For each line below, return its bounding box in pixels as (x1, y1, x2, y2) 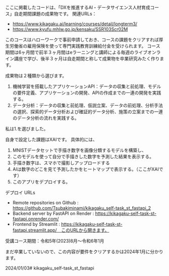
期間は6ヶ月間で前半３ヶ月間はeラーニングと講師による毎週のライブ (5, 50, 148, 55)
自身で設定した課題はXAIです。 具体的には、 (5, 136, 97, 143)
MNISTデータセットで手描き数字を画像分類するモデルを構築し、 (12, 147, 146, 153)
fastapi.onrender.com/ (12, 216, 59, 221)
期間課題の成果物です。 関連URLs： (22, 11, 97, 17)
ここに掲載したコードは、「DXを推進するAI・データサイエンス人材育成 (5, 5, 150, 10)
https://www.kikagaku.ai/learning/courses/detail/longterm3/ (12, 21, 138, 27)
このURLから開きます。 (61, 227, 109, 233)
